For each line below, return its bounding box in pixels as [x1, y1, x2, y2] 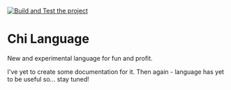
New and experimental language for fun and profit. [7, 54, 153, 62]
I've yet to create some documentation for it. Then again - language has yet [7, 67, 225, 76]
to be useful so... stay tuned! [7, 75, 89, 83]
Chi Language [7, 31, 89, 47]
